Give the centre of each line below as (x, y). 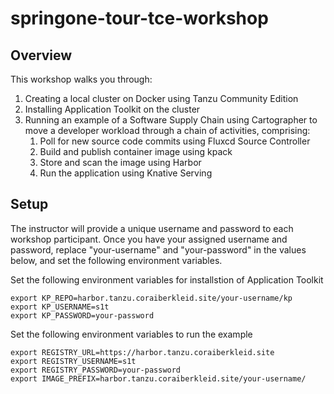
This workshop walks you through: (81, 79)
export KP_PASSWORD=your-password (82, 315)
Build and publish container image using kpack (136, 151)
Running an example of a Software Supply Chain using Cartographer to (171, 120)
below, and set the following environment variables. (116, 260)
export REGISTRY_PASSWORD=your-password (96, 370)
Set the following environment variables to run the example (131, 334)
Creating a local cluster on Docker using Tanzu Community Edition (161, 98)
